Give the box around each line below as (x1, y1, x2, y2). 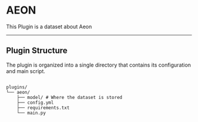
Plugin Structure (6, 45, 68, 56)
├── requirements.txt (16, 104, 70, 111)
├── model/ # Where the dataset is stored (16, 94, 123, 100)
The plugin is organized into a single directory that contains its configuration (6, 61, 192, 68)
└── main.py (16, 110, 46, 116)
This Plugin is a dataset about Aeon (6, 23, 93, 30)
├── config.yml (16, 100, 54, 105)
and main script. (6, 67, 45, 74)
